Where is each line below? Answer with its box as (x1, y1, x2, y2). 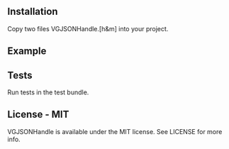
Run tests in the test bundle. (7, 88, 89, 96)
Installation (7, 6, 58, 18)
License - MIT (7, 109, 69, 121)
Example (7, 45, 47, 57)
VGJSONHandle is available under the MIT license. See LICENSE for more (7, 127, 223, 136)
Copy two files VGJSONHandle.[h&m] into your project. (7, 24, 169, 33)
